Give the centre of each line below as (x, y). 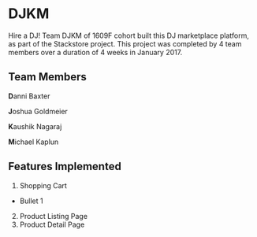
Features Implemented (65, 167)
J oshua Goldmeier (38, 111)
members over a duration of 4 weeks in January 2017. (95, 52)
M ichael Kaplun (34, 142)
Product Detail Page (52, 224)
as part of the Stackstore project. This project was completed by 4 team (125, 43)
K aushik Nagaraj (35, 126)
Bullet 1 (31, 201)
